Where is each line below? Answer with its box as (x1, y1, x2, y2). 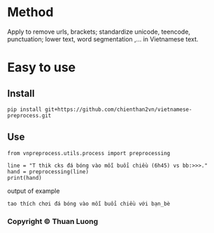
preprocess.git (7, 112, 52, 119)
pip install (7, 106, 42, 113)
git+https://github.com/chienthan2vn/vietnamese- (44, 106, 192, 113)
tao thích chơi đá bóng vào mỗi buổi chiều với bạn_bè (7, 200, 171, 207)
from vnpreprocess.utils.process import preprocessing (7, 149, 171, 157)
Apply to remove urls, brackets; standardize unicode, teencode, (7, 27, 191, 36)
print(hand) (7, 174, 42, 181)
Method (7, 4, 54, 20)
